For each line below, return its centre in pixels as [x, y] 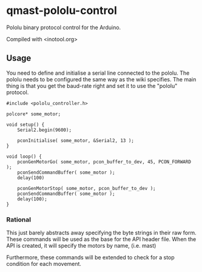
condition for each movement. [44, 264]
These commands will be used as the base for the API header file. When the [101, 239]
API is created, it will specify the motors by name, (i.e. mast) [81, 246]
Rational [19, 219]
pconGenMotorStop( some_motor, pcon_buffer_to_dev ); [86, 188]
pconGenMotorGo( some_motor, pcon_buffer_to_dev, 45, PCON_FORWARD [104, 161]
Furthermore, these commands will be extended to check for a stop [90, 257]
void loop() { [24, 156]
